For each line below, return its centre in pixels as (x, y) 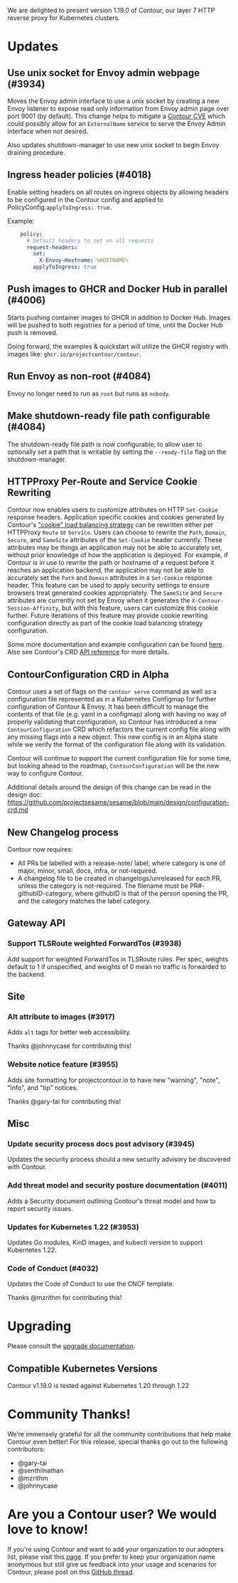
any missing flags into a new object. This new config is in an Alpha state (113, 737)
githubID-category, (45, 893)
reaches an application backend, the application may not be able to (106, 570)
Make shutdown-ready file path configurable (109, 416)
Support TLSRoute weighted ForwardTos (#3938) (94, 943)
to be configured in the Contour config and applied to (85, 199)
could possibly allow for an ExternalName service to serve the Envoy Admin (117, 123)
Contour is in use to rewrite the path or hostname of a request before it (111, 563)
